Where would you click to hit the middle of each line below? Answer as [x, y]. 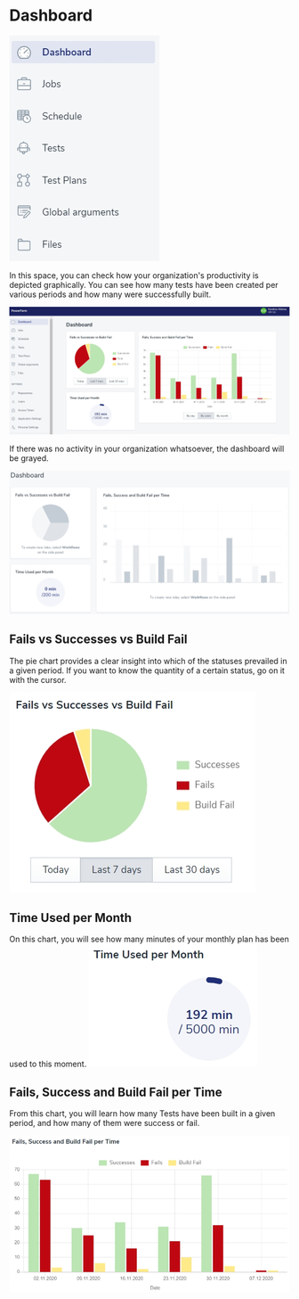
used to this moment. [48, 1064]
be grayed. [29, 458]
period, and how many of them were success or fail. [105, 1123]
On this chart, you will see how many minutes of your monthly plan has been [149, 939]
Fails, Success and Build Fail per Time [116, 1092]
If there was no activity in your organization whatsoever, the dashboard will [147, 448]
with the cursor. [38, 679]
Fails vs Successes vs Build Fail [98, 640]
